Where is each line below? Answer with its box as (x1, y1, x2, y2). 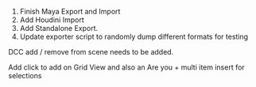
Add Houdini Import (19, 15, 85, 25)
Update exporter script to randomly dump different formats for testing (19, 32, 249, 41)
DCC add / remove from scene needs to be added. (8, 47, 174, 56)
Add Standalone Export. (19, 24, 99, 32)
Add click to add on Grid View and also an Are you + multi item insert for (8, 62, 245, 72)
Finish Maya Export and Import (19, 7, 121, 16)
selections (8, 71, 42, 80)
